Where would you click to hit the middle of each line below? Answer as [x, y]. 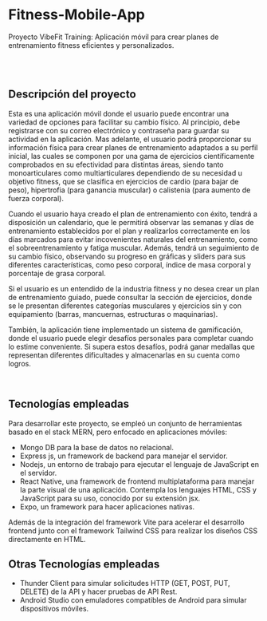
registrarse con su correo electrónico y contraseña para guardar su [119, 130]
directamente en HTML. [47, 539]
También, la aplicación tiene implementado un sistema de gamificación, [126, 330]
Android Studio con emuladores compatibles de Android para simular [133, 600]
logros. [20, 363]
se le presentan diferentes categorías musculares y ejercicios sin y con [125, 306]
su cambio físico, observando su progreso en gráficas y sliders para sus [127, 256]
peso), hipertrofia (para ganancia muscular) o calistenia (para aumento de [130, 190]
